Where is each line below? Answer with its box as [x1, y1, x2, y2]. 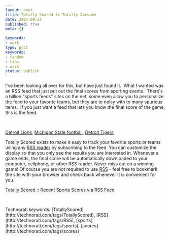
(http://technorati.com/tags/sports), [5, 223, 80, 229]
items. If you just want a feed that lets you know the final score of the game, [5, 104, 165, 110]
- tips [5, 59, 19, 64]
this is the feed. [5, 110, 38, 116]
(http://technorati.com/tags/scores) [5, 228, 80, 234]
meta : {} [5, 26, 24, 32]
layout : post [5, 7, 33, 13]
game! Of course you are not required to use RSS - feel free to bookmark [5, 166, 158, 172]
